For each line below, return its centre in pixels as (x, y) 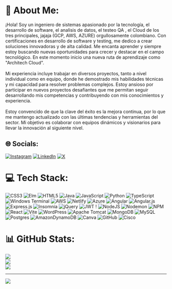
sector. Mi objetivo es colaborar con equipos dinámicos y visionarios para (83, 122)
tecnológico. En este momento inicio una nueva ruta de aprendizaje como (83, 57)
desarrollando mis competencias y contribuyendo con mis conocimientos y (84, 95)
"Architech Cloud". (25, 62)
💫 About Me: (32, 10)
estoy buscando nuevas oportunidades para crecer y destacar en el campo (85, 52)
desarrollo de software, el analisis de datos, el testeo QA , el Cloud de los (82, 30)
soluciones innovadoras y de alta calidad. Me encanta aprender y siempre (83, 46)
